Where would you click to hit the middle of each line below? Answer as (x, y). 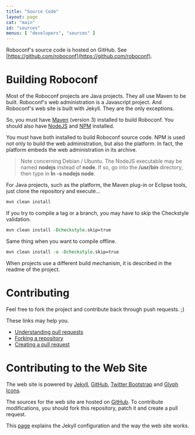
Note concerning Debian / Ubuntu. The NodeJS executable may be (101, 161)
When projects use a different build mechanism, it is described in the (89, 263)
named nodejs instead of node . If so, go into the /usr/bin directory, (102, 167)
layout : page (22, 17)
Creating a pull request (42, 344)
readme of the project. (33, 269)
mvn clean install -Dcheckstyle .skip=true (59, 230)
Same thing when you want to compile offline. (61, 241)
